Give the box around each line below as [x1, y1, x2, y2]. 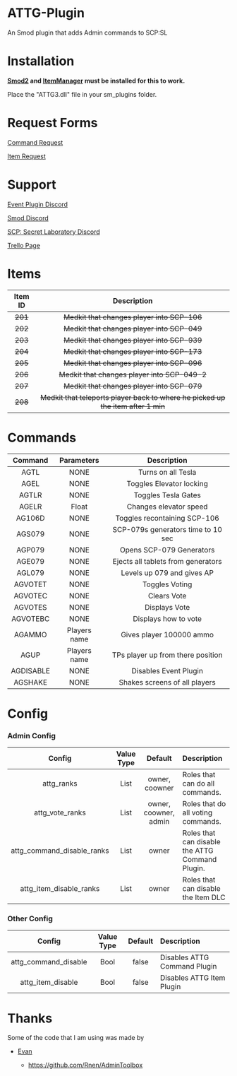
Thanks [7, 1010, 53, 1026]
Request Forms [7, 115, 98, 131]
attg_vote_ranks [34, 808, 86, 817]
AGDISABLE [11, 666, 51, 675]
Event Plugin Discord [7, 200, 68, 208]
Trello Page [7, 241, 41, 249]
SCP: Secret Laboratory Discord [7, 227, 100, 236]
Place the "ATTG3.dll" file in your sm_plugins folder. [7, 90, 157, 98]
